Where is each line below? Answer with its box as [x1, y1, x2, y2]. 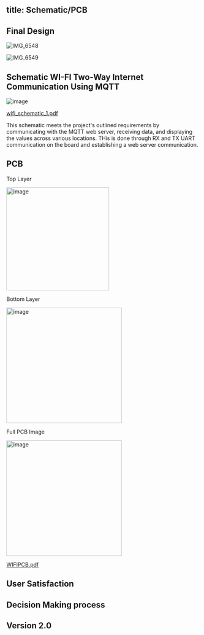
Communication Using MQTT [6, 81, 120, 92]
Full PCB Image [6, 428, 45, 435]
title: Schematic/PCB [6, 5, 88, 15]
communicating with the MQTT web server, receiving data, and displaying [6, 128, 193, 136]
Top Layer [6, 175, 32, 182]
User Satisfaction [6, 579, 75, 589]
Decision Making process [6, 599, 105, 610]
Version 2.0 [6, 620, 52, 631]
